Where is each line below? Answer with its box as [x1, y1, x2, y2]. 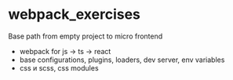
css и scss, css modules [19, 63, 100, 72]
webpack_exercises [8, 5, 141, 24]
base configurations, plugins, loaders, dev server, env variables [19, 55, 225, 64]
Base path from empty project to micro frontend [8, 31, 163, 41]
